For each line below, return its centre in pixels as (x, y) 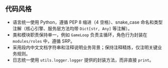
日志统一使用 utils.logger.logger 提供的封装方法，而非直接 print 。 (83, 60)
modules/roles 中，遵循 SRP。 (44, 41)
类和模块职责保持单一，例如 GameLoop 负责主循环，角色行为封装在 (80, 35)
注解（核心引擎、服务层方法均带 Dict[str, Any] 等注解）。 (72, 28)
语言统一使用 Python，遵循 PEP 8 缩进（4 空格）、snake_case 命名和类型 (88, 22)
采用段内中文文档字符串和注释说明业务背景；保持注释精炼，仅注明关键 (85, 47)
